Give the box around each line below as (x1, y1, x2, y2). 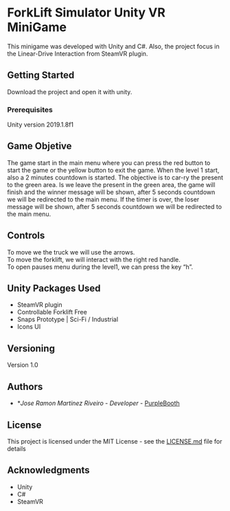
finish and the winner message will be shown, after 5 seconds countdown (7, 188, 216, 196)
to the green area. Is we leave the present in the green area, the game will (7, 180, 216, 188)
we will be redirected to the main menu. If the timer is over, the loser (7, 195, 200, 204)
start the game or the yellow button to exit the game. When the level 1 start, (7, 166, 220, 174)
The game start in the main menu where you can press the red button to (7, 158, 211, 166)
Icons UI (16, 323, 41, 331)
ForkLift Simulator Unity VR (7, 5, 166, 21)
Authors (7, 380, 43, 393)
